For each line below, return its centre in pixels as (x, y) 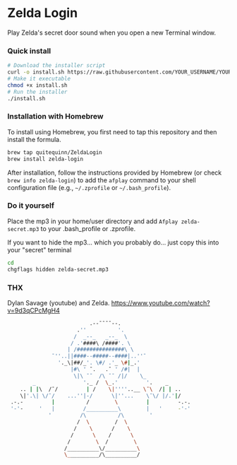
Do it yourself (31, 206)
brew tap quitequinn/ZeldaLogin (55, 152)
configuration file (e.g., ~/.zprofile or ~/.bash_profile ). (89, 187)
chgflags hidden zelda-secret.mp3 (58, 269)
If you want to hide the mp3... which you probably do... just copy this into (113, 242)
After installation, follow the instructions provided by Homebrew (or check (115, 172)
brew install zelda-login (45, 159)
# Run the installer (38, 92)
